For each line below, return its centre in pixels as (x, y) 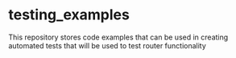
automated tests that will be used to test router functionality (108, 45)
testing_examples (69, 15)
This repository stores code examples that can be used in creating (118, 37)
